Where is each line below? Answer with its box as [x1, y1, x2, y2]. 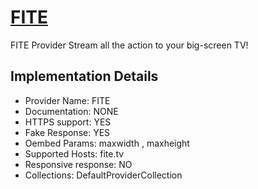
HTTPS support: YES [24, 116, 112, 128]
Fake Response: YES [24, 126, 111, 138]
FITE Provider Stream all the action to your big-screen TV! [10, 39, 249, 51]
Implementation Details [10, 68, 159, 85]
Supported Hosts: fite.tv [24, 147, 125, 160]
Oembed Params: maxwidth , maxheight [24, 137, 190, 149]
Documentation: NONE [24, 105, 119, 117]
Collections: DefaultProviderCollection [24, 169, 183, 181]
